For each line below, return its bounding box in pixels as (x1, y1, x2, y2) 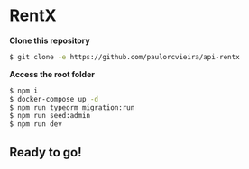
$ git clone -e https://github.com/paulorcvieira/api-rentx (9, 52, 241, 61)
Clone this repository (9, 35, 90, 46)
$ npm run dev (9, 120, 63, 129)
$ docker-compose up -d (9, 94, 99, 103)
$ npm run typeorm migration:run (9, 102, 135, 112)
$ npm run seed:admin (9, 111, 91, 120)
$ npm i (9, 86, 39, 95)
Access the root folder (9, 68, 95, 79)
